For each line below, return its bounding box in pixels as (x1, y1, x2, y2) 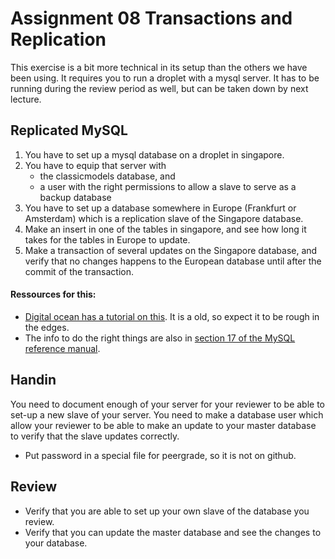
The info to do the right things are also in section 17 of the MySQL (24, 332, 296, 344)
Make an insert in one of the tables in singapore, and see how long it (24, 223, 307, 235)
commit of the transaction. (24, 265, 134, 277)
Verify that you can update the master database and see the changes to (24, 526, 322, 538)
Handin (10, 372, 57, 389)
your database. (24, 537, 88, 549)
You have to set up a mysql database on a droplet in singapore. (24, 148, 285, 161)
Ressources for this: (10, 288, 97, 301)
